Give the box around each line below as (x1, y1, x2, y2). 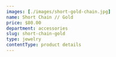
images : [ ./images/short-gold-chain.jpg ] (6, 8, 111, 15)
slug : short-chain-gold (6, 31, 66, 37)
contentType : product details (6, 42, 82, 48)
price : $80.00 (6, 20, 42, 26)
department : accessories (6, 25, 68, 31)
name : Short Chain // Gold (6, 14, 74, 20)
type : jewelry (6, 36, 42, 42)
